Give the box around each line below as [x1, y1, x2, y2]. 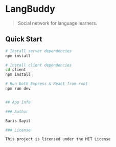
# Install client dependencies [5, 62, 72, 68]
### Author [5, 109, 29, 114]
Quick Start [5, 35, 42, 44]
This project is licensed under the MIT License [5, 137, 111, 142]
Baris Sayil [5, 118, 31, 123]
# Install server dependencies [5, 48, 72, 54]
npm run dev [5, 86, 31, 91]
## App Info [5, 99, 31, 105]
